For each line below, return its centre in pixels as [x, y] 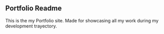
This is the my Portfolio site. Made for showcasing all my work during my [82, 20]
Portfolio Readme [34, 8]
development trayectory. [31, 26]
